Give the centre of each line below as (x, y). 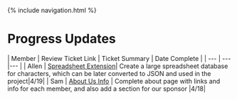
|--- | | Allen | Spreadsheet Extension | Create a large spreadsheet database (118, 66)
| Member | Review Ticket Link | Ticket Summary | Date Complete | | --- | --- (119, 58)
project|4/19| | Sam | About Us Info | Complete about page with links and (114, 81)
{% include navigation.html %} (52, 10)
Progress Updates (62, 39)
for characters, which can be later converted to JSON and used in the (109, 73)
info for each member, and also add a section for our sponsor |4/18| (107, 89)
